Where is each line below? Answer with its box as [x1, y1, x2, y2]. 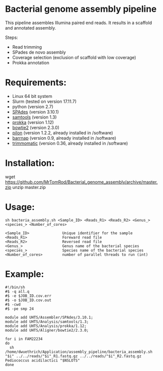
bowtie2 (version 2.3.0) [12, 124, 60, 130]
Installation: [5, 157, 55, 169]
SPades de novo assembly [12, 49, 66, 55]
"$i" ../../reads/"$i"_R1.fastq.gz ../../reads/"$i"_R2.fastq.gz [5, 353, 141, 359]
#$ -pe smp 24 [5, 306, 34, 311]
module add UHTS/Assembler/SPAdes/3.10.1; [5, 315, 93, 320]
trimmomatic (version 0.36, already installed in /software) [12, 140, 128, 146]
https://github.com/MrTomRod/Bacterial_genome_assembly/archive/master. [5, 179, 158, 185]
